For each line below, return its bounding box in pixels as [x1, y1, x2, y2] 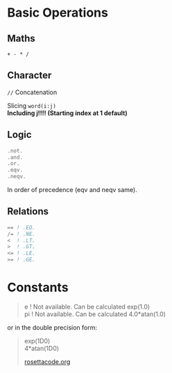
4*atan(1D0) [24, 345, 60, 352]
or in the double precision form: [7, 324, 97, 331]
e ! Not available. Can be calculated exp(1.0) [24, 303, 150, 311]
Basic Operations [7, 5, 109, 21]
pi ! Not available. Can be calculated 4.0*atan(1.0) [24, 310, 166, 318]
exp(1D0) [24, 337, 51, 345]
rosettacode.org [24, 358, 71, 365]
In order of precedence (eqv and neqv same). [7, 186, 137, 193]
